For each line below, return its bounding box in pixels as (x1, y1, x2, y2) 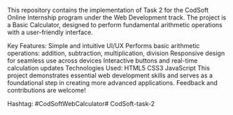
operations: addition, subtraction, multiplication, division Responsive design (7, 49, 225, 57)
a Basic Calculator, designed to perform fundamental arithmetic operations (7, 21, 223, 29)
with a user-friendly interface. (7, 28, 93, 36)
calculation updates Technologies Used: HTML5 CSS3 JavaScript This (7, 64, 210, 72)
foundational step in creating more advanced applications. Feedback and (7, 79, 218, 86)
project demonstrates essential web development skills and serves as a (7, 71, 213, 79)
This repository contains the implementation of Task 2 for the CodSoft (7, 6, 209, 14)
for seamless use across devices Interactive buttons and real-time (7, 56, 198, 65)
